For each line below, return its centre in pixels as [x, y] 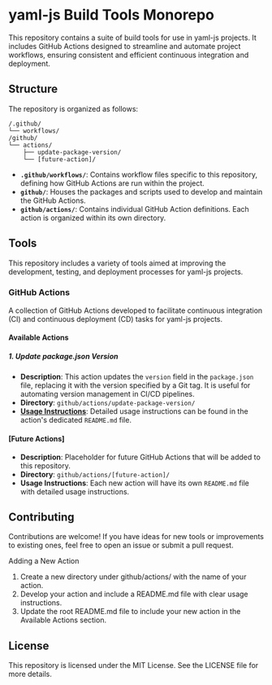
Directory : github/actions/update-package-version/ [108, 403]
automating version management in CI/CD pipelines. [107, 394]
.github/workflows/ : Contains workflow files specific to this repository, [139, 174]
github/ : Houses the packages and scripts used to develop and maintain [141, 191]
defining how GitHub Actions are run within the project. [112, 183]
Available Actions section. [63, 620]
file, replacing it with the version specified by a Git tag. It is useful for [135, 385]
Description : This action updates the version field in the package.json [137, 377]
